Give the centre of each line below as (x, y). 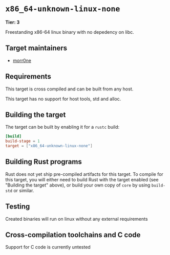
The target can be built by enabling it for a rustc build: (62, 127)
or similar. (24, 190)
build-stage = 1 (23, 141)
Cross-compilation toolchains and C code (73, 235)
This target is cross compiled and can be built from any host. (69, 89)
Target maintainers (36, 48)
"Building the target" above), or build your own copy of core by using (78, 185)
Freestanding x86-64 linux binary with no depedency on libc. (70, 32)
